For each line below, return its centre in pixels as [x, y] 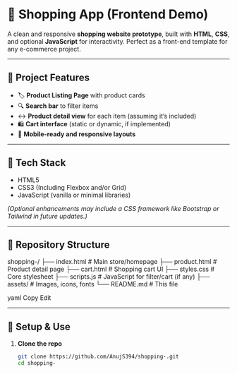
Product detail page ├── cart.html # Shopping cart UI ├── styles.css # [111, 269]
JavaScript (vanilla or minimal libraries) [74, 195]
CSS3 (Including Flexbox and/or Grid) [72, 187]
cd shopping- [37, 363]
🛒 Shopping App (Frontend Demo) [108, 14]
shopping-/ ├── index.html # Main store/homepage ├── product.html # [112, 262]
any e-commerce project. [44, 49]
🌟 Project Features [49, 78]
